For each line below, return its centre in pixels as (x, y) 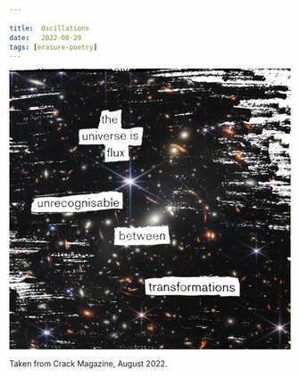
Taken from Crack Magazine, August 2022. (88, 363)
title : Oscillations (50, 28)
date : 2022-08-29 (46, 37)
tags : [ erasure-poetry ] (54, 47)
